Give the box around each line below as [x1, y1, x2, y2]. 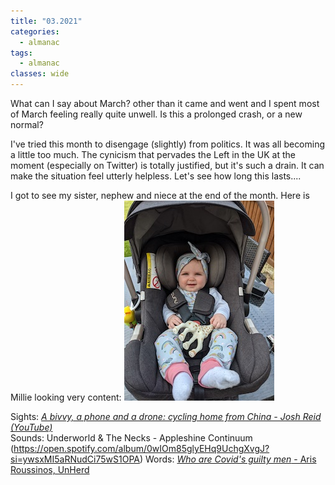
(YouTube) [10, 421, 53, 433]
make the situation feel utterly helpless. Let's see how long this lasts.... [10, 170, 302, 182]
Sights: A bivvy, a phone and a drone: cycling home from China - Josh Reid [10, 411, 322, 422]
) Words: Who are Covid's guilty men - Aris [139, 453, 317, 465]
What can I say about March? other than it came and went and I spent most [10, 98, 320, 109]
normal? [10, 119, 44, 130]
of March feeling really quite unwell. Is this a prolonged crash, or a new [10, 108, 303, 120]
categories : [10, 26, 60, 37]
